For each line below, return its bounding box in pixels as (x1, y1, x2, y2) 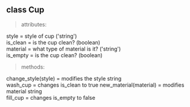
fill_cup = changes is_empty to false (6, 94, 95, 101)
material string (6, 87, 42, 95)
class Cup (6, 5, 45, 15)
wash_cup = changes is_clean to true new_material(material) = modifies (6, 81, 185, 88)
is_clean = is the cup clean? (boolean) (6, 38, 101, 46)
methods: (21, 63, 45, 70)
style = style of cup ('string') (6, 32, 77, 40)
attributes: (21, 20, 47, 28)
